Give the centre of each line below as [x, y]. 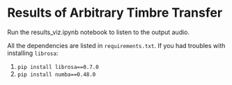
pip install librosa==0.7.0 [58, 67]
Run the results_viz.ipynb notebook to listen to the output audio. [99, 32]
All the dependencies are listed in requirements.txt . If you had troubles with [116, 45]
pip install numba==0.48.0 [56, 75]
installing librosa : [33, 53]
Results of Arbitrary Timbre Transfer [115, 13]
